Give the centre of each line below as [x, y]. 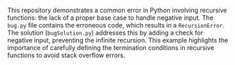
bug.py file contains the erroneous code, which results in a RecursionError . [116, 25]
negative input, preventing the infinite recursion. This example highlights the [118, 40]
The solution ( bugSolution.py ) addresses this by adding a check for [105, 32]
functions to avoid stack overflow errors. [66, 55]
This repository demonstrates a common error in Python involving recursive [117, 10]
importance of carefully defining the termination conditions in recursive [111, 48]
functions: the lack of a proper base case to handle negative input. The [110, 18]
